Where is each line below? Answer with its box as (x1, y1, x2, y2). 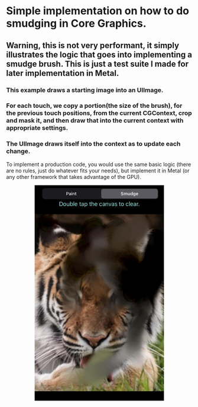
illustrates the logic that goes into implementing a (6, 49, 193, 60)
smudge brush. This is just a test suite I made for (6, 59, 189, 69)
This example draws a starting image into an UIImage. (6, 86, 164, 94)
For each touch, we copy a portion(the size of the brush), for (6, 102, 183, 110)
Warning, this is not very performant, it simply (6, 40, 179, 50)
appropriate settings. (6, 124, 69, 132)
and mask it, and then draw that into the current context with (6, 117, 184, 125)
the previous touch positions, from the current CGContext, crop (6, 109, 192, 117)
